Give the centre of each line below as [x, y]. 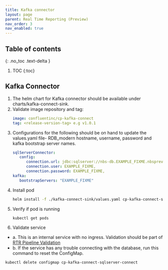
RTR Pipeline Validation [36, 243]
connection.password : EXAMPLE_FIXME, [65, 171]
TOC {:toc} [24, 70]
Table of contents [33, 49]
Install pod [23, 190]
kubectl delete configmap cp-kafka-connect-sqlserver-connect [71, 262]
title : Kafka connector [30, 10]
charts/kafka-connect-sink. [41, 104]
